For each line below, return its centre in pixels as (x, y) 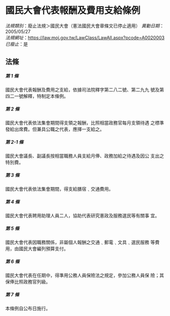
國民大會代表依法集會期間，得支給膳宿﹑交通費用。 (59, 189)
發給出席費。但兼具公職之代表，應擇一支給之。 (55, 129)
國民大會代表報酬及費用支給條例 (73, 11)
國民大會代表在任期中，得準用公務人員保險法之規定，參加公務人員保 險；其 (85, 275)
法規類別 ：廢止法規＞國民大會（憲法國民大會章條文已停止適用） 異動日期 (82, 26)
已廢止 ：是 (17, 44)
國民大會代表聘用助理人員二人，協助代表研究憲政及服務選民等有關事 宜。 (82, 216)
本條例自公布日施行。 (28, 308)
